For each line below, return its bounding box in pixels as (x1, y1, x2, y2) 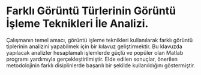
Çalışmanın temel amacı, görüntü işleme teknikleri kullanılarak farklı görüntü (6, 36, 193, 43)
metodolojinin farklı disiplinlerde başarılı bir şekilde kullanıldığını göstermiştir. (6, 61, 196, 69)
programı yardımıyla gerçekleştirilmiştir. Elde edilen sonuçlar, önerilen (6, 55, 178, 62)
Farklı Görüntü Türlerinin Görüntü (6, 4, 176, 18)
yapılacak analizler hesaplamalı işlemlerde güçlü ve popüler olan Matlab (6, 49, 184, 56)
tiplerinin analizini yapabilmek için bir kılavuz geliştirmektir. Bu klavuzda (6, 43, 183, 50)
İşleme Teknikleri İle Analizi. (6, 17, 149, 30)
